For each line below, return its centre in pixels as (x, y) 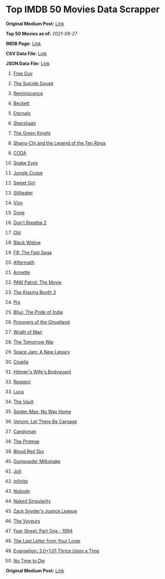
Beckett (21, 103)
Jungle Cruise (28, 172)
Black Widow (27, 242)
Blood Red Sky (29, 451)
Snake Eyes (25, 163)
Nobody (22, 491)
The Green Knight (32, 133)
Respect (22, 381)
